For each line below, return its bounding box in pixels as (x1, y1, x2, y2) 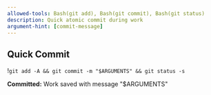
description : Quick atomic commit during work (7, 17, 143, 23)
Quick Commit (7, 48, 70, 60)
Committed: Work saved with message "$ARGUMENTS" (7, 80, 168, 88)
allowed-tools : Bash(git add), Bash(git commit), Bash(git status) (7, 10, 205, 17)
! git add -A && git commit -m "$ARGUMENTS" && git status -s (7, 67, 185, 75)
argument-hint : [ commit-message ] (7, 23, 103, 30)
